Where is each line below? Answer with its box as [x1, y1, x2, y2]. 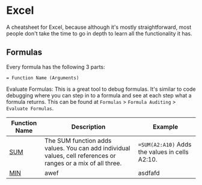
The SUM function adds [44, 136, 112, 145]
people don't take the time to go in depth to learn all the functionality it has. [6, 29, 192, 37]
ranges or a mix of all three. [44, 159, 122, 167]
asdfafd [138, 169, 161, 177]
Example [153, 123, 179, 131]
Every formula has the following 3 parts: [6, 63, 105, 70]
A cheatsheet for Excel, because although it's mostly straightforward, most [6, 23, 191, 31]
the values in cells [138, 148, 189, 156]
